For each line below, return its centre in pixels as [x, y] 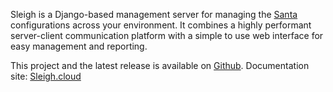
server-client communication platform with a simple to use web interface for [167, 35]
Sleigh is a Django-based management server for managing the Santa [154, 14]
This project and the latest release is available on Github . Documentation [160, 65]
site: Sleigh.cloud [46, 76]
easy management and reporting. [79, 46]
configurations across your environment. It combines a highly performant [161, 25]
